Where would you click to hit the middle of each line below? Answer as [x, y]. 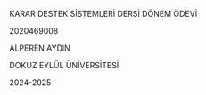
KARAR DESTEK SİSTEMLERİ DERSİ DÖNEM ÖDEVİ [103, 14]
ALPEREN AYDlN [40, 48]
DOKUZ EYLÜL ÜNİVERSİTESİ [64, 65]
